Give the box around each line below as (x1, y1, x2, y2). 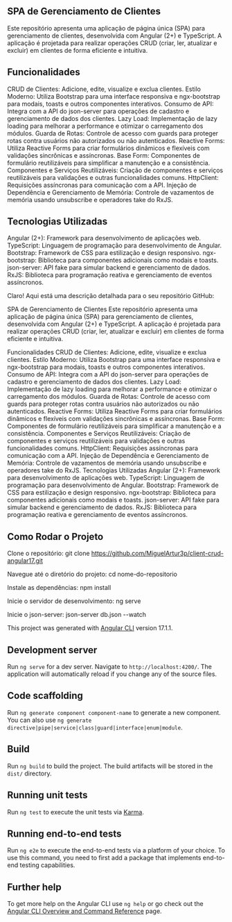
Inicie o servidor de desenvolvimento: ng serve (7, 597, 141, 605)
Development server (7, 644, 98, 656)
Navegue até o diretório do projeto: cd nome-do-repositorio (7, 570, 178, 579)
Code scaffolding (7, 690, 83, 702)
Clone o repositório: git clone (7, 549, 90, 558)
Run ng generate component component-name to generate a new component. (7, 708, 222, 716)
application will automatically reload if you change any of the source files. (7, 670, 217, 678)
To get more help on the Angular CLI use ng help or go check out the (7, 900, 204, 908)
